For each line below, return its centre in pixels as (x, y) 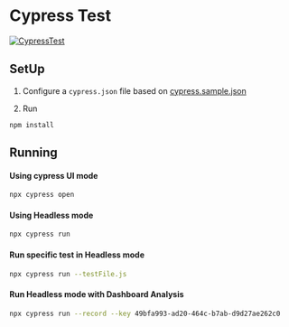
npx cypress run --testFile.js (68, 274)
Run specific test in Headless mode (77, 255)
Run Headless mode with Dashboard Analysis (97, 294)
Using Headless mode (51, 215)
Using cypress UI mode (54, 175)
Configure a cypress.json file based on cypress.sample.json (134, 90)
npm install (32, 125)
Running (34, 153)
